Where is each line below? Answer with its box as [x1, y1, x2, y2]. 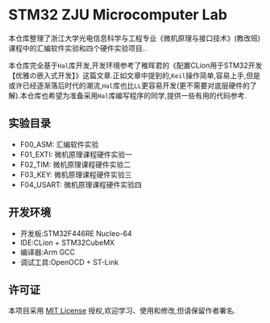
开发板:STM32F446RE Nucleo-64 [19, 228, 132, 238]
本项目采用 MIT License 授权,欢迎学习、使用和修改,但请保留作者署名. [8, 306, 236, 316]
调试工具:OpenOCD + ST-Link [19, 257, 119, 267]
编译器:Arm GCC [19, 247, 76, 257]
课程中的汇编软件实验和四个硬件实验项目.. [8, 43, 147, 53]
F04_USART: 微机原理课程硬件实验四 [19, 180, 143, 189]
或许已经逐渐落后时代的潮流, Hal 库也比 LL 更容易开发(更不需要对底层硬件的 [8, 81, 250, 90]
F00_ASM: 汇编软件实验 [19, 139, 99, 149]
